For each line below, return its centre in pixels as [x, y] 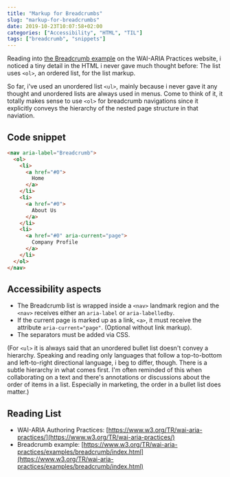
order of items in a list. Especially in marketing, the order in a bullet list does [114, 384]
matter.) [18, 392]
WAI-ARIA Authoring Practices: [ [62, 430]
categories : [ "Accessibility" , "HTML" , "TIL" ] [75, 33]
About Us [44, 210]
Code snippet [37, 137]
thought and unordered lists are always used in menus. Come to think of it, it [115, 94]
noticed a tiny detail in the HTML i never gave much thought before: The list [114, 66]
